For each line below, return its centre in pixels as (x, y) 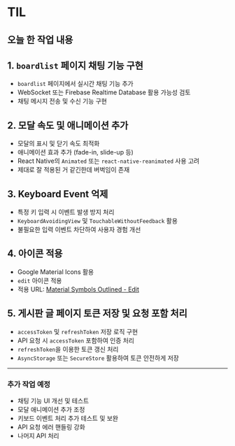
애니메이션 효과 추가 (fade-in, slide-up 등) (76, 152)
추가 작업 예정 (29, 384)
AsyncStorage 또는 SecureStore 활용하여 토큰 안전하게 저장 (98, 358)
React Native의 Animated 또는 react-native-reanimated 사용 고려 (108, 161)
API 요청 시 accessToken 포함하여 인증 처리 (76, 340)
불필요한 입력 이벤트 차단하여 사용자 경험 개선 (79, 230)
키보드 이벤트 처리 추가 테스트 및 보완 (68, 418)
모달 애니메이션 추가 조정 (51, 409)
